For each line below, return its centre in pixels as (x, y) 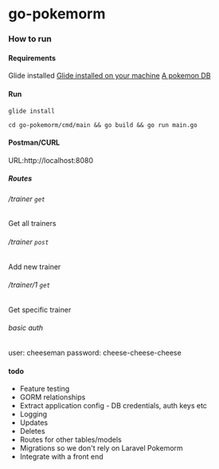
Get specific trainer (40, 309)
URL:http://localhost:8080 (51, 160)
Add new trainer (35, 266)
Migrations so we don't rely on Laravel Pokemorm (101, 448)
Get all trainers (32, 224)
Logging (33, 414)
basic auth (26, 328)
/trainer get (27, 199)
